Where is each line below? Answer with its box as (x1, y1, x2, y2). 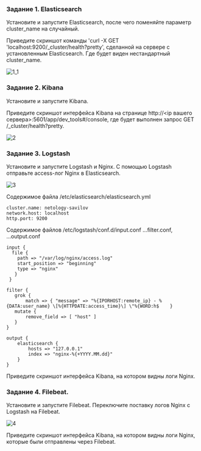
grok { (14, 292, 32, 299)
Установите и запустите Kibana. (6, 97, 89, 105)
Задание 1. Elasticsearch (6, 5, 82, 13)
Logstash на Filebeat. (6, 408, 60, 416)
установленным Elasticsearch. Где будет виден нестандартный (6, 50, 171, 57)
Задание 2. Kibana (6, 83, 64, 92)
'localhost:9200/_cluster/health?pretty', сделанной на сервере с (6, 43, 171, 51)
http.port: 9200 (6, 215, 48, 221)
